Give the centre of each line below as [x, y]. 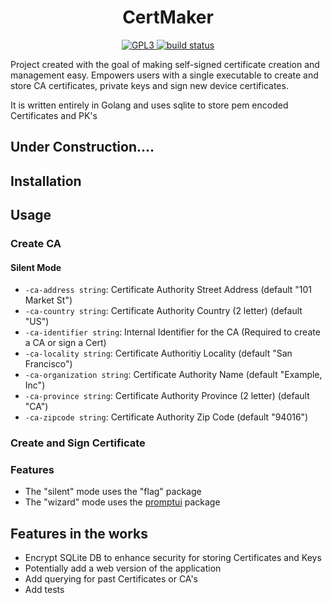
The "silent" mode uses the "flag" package [113, 492]
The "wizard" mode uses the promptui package [122, 502]
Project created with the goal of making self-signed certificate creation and [165, 64]
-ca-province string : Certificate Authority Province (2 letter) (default [167, 396]
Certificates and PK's [54, 115]
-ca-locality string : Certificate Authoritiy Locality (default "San [158, 353]
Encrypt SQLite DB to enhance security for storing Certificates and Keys [173, 558]
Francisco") [48, 364]
